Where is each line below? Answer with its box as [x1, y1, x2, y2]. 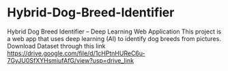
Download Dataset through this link [7, 42, 106, 50]
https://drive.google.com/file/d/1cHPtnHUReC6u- [7, 49, 145, 57]
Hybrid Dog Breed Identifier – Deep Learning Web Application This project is [7, 27, 222, 35]
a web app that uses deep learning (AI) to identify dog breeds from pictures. [7, 34, 222, 42]
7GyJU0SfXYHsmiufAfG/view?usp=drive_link [7, 56, 134, 64]
